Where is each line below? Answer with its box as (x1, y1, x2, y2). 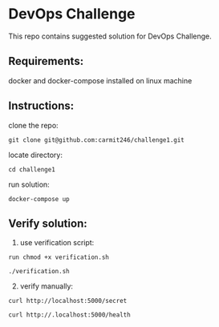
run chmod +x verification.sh (8, 253, 110, 261)
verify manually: (19, 281, 74, 291)
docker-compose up (8, 195, 70, 203)
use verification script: (19, 238, 95, 248)
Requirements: (8, 54, 84, 68)
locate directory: (8, 150, 63, 159)
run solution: (8, 180, 50, 189)
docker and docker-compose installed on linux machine (8, 75, 193, 85)
